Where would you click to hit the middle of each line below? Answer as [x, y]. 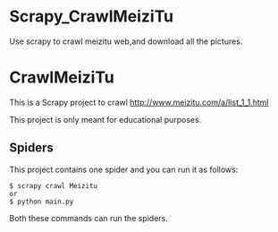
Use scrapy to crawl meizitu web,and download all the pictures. [126, 41]
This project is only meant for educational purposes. [105, 119]
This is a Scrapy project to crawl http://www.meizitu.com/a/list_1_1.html [139, 102]
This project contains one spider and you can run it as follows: [124, 169]
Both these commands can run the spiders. [88, 218]
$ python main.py [42, 202]
